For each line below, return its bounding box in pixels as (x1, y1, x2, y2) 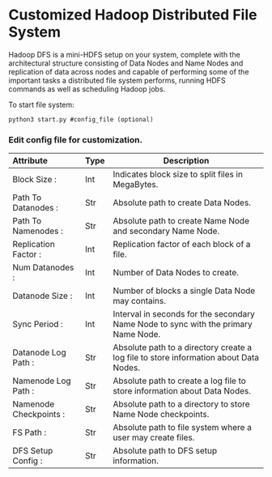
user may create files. (113, 432, 195, 443)
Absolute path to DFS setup (113, 445, 218, 457)
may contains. (113, 296, 167, 307)
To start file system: (8, 100, 74, 109)
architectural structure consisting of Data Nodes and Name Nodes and (8, 58, 244, 68)
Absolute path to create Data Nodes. (113, 197, 251, 208)
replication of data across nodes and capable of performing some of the (8, 66, 249, 76)
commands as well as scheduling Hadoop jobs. (8, 83, 166, 94)
